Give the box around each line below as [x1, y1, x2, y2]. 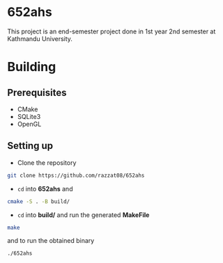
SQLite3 [17, 112, 41, 120]
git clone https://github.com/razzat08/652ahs [7, 172, 145, 179]
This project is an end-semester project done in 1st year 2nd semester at [7, 27, 216, 35]
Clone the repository [17, 158, 77, 167]
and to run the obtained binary [7, 237, 95, 245]
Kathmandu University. [7, 34, 73, 42]
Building [7, 59, 56, 75]
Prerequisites [7, 86, 67, 98]
